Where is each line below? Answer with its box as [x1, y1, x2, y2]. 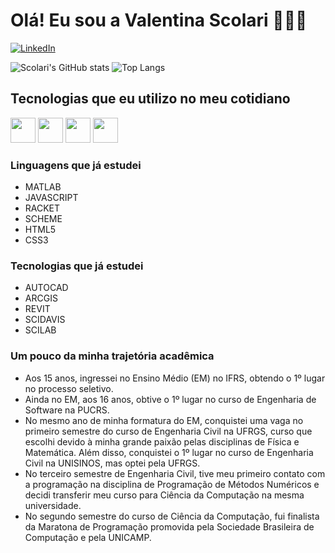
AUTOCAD [24, 282, 69, 294]
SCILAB [24, 324, 57, 336]
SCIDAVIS [24, 314, 66, 326]
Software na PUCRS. [24, 404, 110, 416]
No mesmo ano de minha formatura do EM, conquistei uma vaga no [24, 414, 304, 426]
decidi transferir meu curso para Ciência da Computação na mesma [24, 489, 305, 501]
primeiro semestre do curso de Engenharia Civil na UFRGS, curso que [24, 425, 313, 437]
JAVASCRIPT [24, 192, 79, 204]
